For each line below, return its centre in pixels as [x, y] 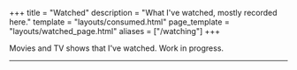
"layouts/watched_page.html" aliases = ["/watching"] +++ [115, 31]
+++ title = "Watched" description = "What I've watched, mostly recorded [143, 13]
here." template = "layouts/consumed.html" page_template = [119, 22]
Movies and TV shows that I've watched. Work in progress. [116, 48]
